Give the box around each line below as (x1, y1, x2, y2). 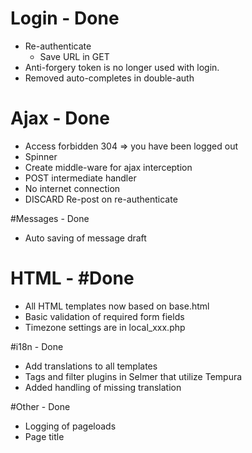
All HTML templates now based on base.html (24, 300, 210, 312)
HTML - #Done (10, 267, 135, 290)
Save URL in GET (39, 50, 110, 62)
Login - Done (10, 7, 120, 30)
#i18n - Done (10, 340, 64, 352)
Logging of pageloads (24, 420, 117, 432)
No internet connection (24, 182, 121, 194)
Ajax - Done (10, 107, 110, 130)
